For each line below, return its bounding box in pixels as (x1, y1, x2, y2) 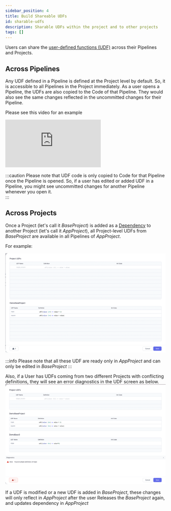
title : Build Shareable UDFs (5, 13, 67, 19)
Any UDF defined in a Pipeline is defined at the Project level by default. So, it (5, 78, 165, 84)
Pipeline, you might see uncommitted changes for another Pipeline (5, 183, 145, 189)
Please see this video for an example (5, 109, 82, 116)
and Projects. (5, 50, 33, 56)
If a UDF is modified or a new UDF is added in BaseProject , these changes (5, 489, 161, 496)
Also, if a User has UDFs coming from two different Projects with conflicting (5, 373, 164, 379)
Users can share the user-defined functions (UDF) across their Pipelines (5, 44, 157, 50)
